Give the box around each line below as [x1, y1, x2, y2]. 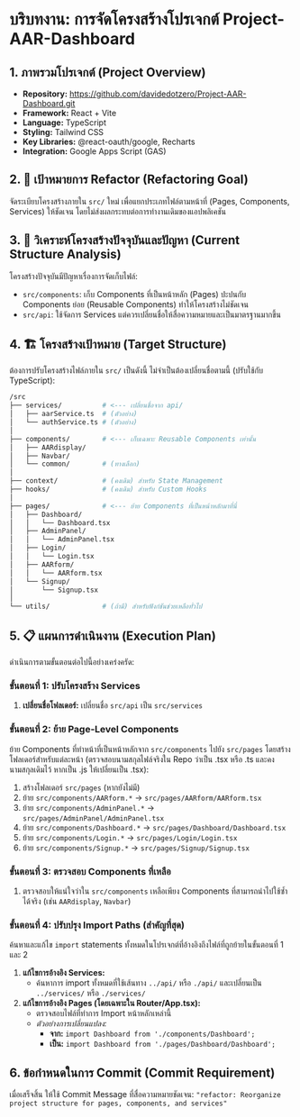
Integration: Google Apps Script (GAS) [22, 146, 167, 157]
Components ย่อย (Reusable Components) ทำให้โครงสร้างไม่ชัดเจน [22, 298, 250, 310]
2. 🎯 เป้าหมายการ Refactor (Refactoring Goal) [9, 172, 250, 187]
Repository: [22, 88, 68, 99]
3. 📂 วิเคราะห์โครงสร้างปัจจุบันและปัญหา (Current [9, 232, 241, 248]
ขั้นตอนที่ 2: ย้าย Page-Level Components [9, 723, 179, 736]
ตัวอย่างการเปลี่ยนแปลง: [35, 1018, 107, 1029]
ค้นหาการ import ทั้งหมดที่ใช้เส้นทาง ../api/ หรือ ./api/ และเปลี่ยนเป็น [35, 977, 262, 988]
